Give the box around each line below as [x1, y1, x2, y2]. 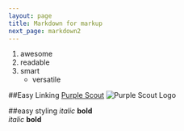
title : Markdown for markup [8, 19, 103, 27]
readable [19, 57, 50, 67]
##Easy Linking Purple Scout [8, 91, 105, 100]
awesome [19, 49, 53, 59]
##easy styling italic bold [8, 106, 93, 116]
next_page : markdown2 [8, 27, 82, 35]
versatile [31, 74, 61, 85]
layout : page [8, 11, 52, 20]
